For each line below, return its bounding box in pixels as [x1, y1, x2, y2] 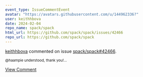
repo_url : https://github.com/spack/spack [5, 35, 94, 40]
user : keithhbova [5, 16, 41, 21]
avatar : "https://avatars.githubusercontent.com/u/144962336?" [5, 12, 139, 17]
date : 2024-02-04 [5, 21, 41, 26]
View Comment [5, 66, 37, 72]
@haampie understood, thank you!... [5, 58, 67, 63]
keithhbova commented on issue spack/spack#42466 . [5, 48, 117, 54]
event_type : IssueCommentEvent [5, 7, 70, 12]
